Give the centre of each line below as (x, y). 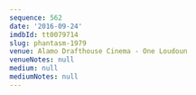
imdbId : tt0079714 (44, 34)
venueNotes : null (42, 60)
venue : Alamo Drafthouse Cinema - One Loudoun (98, 52)
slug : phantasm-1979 (48, 43)
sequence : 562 (36, 18)
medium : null (34, 69)
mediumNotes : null (44, 77)
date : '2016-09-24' (46, 26)
